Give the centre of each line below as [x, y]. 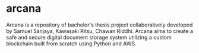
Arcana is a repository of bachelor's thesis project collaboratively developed [99, 25]
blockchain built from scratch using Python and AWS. [71, 44]
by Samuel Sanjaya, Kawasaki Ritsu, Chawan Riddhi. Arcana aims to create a [100, 31]
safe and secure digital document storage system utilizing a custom [89, 37]
